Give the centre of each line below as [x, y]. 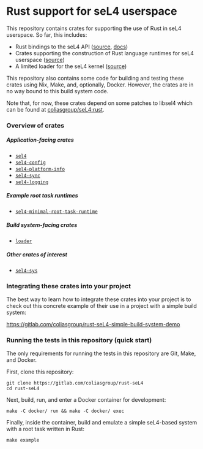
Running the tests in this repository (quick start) [79, 340]
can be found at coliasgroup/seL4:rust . [55, 109]
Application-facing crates [40, 140]
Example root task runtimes [42, 196]
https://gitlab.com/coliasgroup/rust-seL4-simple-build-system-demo [93, 324]
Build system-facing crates [42, 225]
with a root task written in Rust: [45, 429]
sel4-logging [32, 182]
